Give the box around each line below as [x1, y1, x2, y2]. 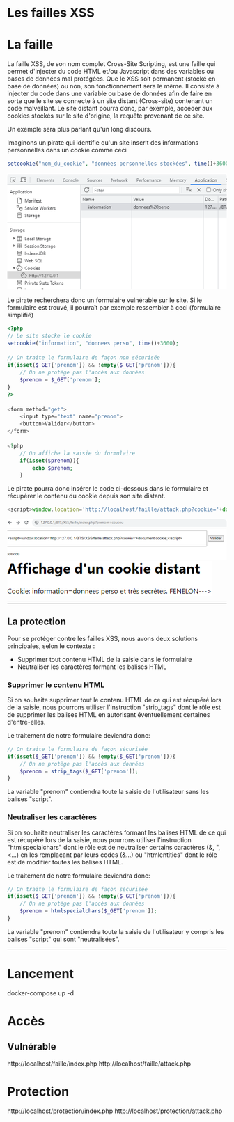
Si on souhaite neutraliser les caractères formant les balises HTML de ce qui [7, 828, 226, 837]
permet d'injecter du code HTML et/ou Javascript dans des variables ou [7, 68, 214, 76]
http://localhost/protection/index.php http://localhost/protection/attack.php [7, 1107, 223, 1115]
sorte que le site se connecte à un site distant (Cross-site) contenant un [7, 97, 213, 105]
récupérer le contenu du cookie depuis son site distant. [7, 492, 166, 500]
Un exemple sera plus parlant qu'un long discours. [7, 125, 152, 134]
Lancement [7, 966, 75, 982]
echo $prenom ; [32, 464, 73, 471]
